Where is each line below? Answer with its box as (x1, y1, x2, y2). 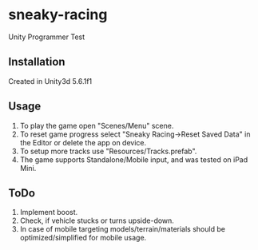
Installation (8, 55, 65, 69)
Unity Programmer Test (8, 32, 85, 42)
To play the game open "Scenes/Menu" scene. (19, 121, 174, 130)
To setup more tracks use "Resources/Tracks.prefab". (19, 146, 197, 156)
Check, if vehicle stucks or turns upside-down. (19, 216, 174, 225)
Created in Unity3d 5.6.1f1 (8, 76, 93, 85)
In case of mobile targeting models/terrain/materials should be (19, 224, 226, 234)
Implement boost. (19, 208, 78, 217)
